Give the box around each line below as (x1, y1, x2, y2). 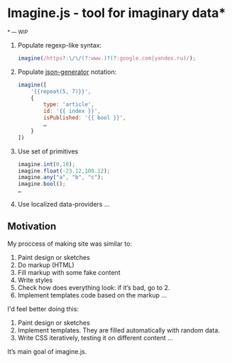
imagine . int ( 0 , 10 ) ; (17, 161, 76, 168)
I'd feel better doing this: (7, 304, 79, 313)
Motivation (7, 220, 57, 232)
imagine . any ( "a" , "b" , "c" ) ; (17, 174, 104, 181)
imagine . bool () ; (17, 180, 66, 188)
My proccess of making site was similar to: (7, 239, 133, 248)
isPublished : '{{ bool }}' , (43, 114, 126, 121)
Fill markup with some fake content (17, 268, 121, 276)
